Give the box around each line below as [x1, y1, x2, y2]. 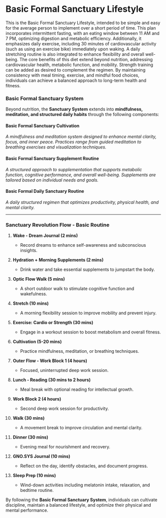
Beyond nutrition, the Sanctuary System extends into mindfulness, [5, 106, 143, 112]
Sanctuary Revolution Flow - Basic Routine [5, 221, 110, 228]
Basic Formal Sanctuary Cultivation [5, 122, 80, 129]
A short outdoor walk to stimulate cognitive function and [20, 286, 134, 292]
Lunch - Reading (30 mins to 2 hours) [12, 377, 91, 383]
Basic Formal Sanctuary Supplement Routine [5, 155, 99, 161]
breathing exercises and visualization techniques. [5, 144, 106, 150]
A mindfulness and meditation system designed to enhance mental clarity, [5, 134, 157, 140]
